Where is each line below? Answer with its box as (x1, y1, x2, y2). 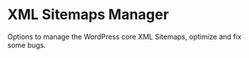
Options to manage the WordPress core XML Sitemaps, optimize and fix (7, 32, 242, 41)
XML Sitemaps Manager (7, 6, 170, 24)
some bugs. (7, 40, 47, 49)
